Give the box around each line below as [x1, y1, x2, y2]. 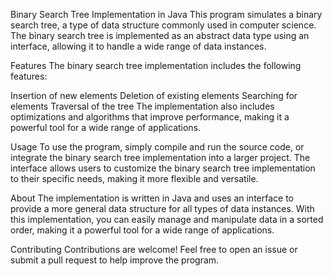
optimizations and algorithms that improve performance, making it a [10, 111, 290, 123]
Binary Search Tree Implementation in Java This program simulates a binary [10, 9, 323, 20]
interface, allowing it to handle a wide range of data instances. [10, 40, 267, 52]
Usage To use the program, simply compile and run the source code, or [10, 141, 305, 153]
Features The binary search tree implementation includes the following [10, 60, 302, 71]
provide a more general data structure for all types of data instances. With [10, 203, 315, 214]
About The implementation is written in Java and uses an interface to [10, 192, 294, 204]
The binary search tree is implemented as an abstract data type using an [10, 30, 310, 41]
